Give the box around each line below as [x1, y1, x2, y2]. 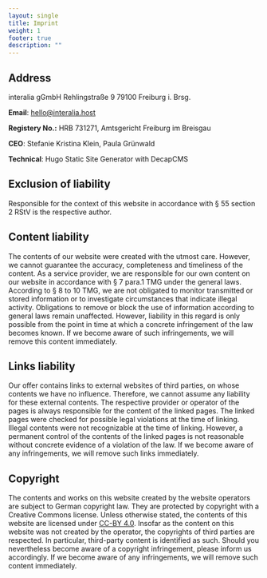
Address [8, 71, 52, 85]
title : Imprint [8, 19, 59, 27]
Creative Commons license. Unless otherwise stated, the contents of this [8, 510, 248, 520]
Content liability [8, 230, 89, 244]
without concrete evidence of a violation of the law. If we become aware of [8, 440, 254, 450]
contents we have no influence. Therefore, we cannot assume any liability [8, 389, 250, 399]
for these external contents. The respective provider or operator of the [8, 397, 240, 408]
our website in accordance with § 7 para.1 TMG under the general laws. [8, 277, 241, 286]
